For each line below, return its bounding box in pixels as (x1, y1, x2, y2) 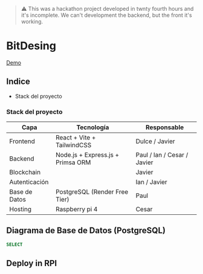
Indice (6, 77, 30, 87)
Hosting (9, 205, 32, 214)
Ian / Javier (135, 178, 167, 186)
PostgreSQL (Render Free (55, 188, 129, 196)
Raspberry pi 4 (55, 205, 98, 214)
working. (21, 18, 43, 25)
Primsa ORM (55, 158, 91, 167)
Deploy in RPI (6, 258, 57, 269)
